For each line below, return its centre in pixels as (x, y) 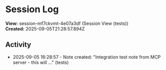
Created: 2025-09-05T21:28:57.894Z (45, 28)
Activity (19, 45)
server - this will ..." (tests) (41, 62)
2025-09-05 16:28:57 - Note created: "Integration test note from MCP (87, 57)
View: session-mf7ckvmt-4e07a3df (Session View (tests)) (67, 23)
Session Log (32, 9)
